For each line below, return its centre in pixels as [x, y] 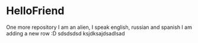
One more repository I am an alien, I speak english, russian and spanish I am [99, 27]
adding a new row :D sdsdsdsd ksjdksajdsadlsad [66, 33]
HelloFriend [35, 11]
